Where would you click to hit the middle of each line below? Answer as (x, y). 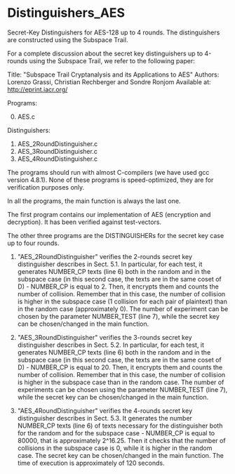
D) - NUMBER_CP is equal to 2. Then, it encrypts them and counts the (118, 287)
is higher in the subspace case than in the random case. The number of (121, 382)
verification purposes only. (46, 187)
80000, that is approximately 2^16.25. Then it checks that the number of (121, 440)
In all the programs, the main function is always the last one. (94, 201)
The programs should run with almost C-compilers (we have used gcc (108, 172)
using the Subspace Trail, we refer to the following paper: (112, 60)
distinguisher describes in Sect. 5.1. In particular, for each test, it (110, 264)
